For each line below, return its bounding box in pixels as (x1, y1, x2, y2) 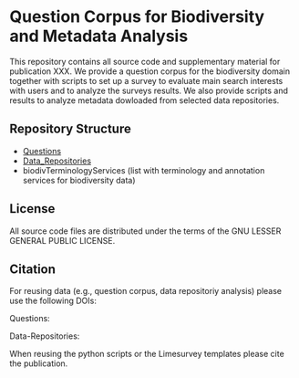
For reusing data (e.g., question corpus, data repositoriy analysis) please (9, 286, 283, 297)
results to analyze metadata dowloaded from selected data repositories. (9, 94, 280, 106)
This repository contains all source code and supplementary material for (9, 56, 281, 67)
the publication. (9, 358, 68, 369)
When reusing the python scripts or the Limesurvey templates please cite (9, 349, 284, 360)
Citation (9, 261, 57, 277)
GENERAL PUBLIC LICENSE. (9, 235, 116, 246)
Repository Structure (9, 121, 132, 137)
